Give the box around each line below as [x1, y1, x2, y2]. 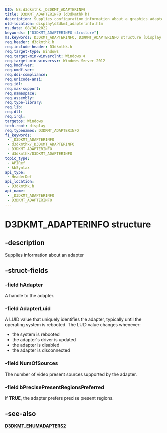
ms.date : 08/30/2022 [5, 26, 48, 31]
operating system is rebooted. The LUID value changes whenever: [5, 322, 141, 328]
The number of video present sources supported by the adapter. [5, 371, 137, 377]
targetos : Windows [5, 118, 43, 124]
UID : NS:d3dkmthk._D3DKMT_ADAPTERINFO [5, 7, 85, 12]
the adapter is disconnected [12, 347, 70, 353]
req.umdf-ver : [5, 68, 35, 73]
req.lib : [5, 105, 23, 110]
